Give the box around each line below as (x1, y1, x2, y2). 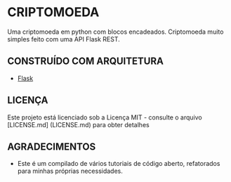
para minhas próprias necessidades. (17, 167, 123, 176)
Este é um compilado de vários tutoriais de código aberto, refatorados (17, 160, 220, 168)
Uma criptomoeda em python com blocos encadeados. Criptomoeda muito (7, 27, 224, 36)
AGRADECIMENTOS (7, 141, 96, 152)
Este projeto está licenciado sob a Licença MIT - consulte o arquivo (7, 113, 202, 122)
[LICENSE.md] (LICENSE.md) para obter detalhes (7, 120, 150, 129)
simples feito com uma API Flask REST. (7, 34, 121, 43)
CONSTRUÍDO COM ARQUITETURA (7, 56, 164, 67)
